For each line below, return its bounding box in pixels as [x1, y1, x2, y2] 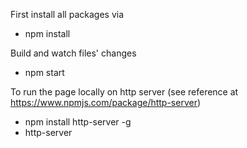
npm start [24, 67, 65, 78]
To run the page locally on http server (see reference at [10, 86, 239, 98]
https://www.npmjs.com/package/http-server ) [10, 97, 202, 108]
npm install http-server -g [24, 116, 132, 128]
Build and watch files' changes [10, 47, 137, 59]
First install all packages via [10, 9, 125, 20]
